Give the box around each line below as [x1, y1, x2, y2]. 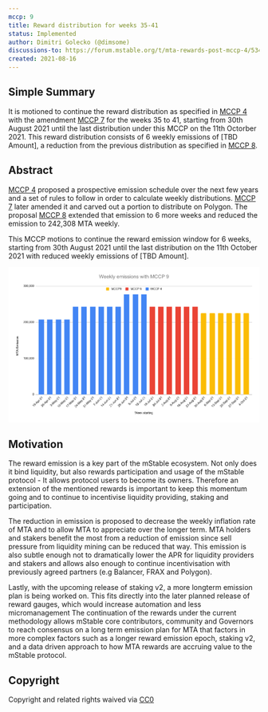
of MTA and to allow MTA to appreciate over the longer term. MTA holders [8, 525, 251, 534]
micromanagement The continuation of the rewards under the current [8, 608, 237, 618]
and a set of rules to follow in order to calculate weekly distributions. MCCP [8, 193, 257, 203]
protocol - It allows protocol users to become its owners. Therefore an [8, 475, 239, 486]
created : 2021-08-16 [8, 55, 77, 63]
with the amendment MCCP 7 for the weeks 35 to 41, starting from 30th [8, 115, 243, 124]
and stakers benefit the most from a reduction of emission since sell [8, 533, 232, 543]
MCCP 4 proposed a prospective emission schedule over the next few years [8, 184, 259, 195]
